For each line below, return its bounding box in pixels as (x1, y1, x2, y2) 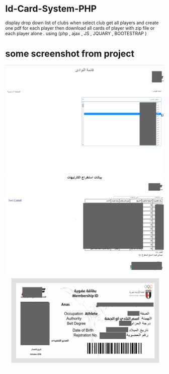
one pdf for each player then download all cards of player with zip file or (5, 25, 155, 31)
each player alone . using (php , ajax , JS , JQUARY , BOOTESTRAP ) (5, 30, 147, 36)
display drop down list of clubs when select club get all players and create (5, 20, 159, 26)
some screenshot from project (5, 48, 135, 59)
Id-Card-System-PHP (5, 3, 97, 15)
